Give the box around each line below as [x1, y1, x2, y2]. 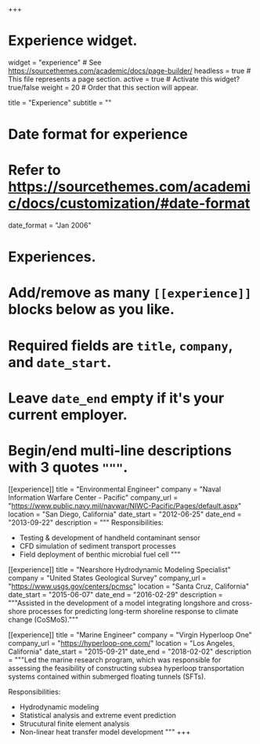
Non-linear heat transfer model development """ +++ [19, 727, 191, 736]
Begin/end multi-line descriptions [8, 442, 233, 459]
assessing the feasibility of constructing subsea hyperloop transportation [8, 663, 244, 673]
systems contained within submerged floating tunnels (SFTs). [8, 672, 206, 681]
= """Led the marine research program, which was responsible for [8, 655, 222, 664]
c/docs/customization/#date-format [8, 195, 251, 213]
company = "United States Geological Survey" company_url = [8, 573, 207, 582]
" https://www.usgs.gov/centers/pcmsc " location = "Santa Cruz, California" [8, 582, 249, 591]
